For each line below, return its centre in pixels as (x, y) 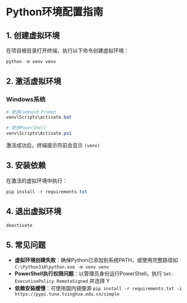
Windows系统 (26, 99)
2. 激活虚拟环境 (34, 82)
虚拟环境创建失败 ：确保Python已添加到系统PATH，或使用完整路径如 (96, 260)
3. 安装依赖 (26, 165)
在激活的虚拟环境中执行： (37, 180)
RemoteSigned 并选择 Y (83, 281)
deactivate (19, 225)
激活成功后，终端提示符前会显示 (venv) (53, 145)
